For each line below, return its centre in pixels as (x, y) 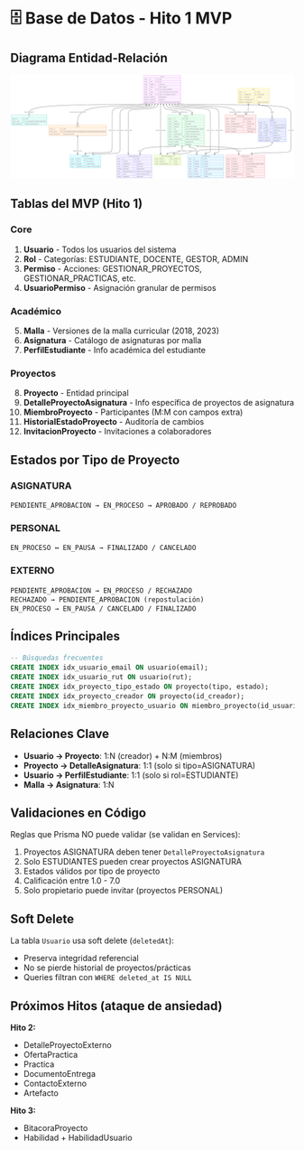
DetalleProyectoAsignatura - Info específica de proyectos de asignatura (159, 403)
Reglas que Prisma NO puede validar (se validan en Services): (125, 835)
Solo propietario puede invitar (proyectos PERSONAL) (123, 891)
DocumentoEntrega (60, 1073)
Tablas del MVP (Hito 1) (77, 204)
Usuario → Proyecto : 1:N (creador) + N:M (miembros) (123, 755)
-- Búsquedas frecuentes (57, 658)
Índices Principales (65, 636)
